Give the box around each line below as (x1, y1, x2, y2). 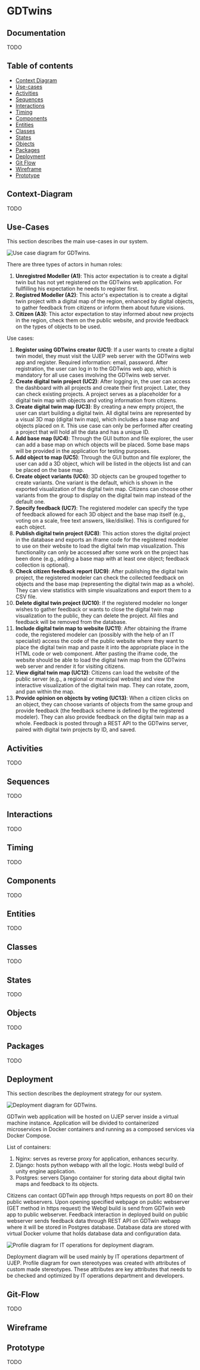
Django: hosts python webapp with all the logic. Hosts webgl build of (15, 1161, 184, 1169)
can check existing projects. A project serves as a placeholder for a (15, 390, 181, 397)
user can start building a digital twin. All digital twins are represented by (15, 409, 192, 417)
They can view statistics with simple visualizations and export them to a (15, 587, 191, 594)
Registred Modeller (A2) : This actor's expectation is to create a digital (15, 291, 188, 299)
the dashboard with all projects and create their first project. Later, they (15, 384, 190, 392)
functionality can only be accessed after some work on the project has (15, 549, 189, 556)
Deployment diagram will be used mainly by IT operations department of (7, 1253, 185, 1260)
